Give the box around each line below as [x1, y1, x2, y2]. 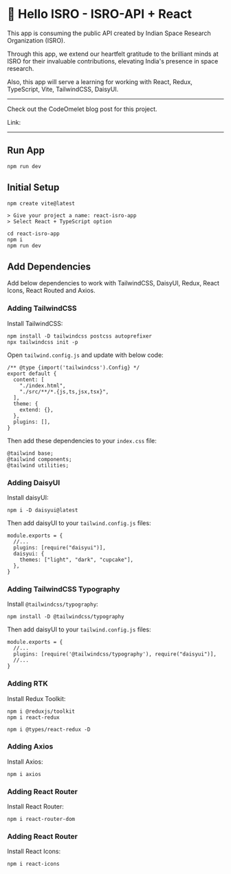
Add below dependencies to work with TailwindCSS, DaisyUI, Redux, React [7, 279, 220, 287]
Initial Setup [7, 182, 60, 194]
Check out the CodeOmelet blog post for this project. [7, 105, 157, 113]
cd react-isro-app [7, 230, 60, 237]
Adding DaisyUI [7, 478, 60, 487]
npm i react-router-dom [7, 816, 76, 823]
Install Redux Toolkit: [7, 694, 66, 702]
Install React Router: [7, 802, 64, 811]
